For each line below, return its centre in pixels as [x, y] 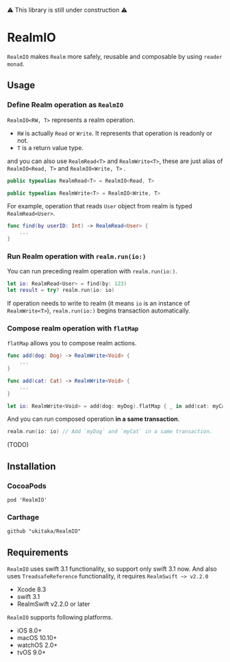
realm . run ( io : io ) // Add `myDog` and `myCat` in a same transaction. [110, 432]
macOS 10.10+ [37, 638]
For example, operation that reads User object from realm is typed [100, 206]
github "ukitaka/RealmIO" [44, 531]
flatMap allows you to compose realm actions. [72, 343]
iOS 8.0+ [29, 630]
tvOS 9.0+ [31, 652]
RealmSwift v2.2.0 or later [53, 604]
